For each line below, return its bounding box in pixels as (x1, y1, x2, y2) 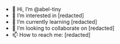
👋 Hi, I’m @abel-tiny (11, 6, 61, 12)
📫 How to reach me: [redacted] (11, 32, 91, 38)
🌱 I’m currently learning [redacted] (11, 18, 97, 25)
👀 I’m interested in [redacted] (11, 12, 84, 19)
